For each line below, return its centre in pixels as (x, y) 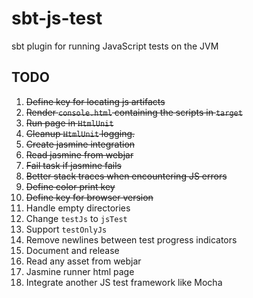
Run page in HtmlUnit (69, 123)
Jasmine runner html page (80, 271)
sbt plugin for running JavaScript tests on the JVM (115, 46)
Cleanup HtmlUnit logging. (80, 133)
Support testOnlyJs (66, 229)
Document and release (72, 250)
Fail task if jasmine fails (73, 165)
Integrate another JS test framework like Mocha (124, 282)
